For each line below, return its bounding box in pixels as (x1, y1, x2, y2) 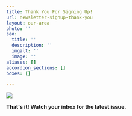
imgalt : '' (11, 48, 39, 54)
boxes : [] (6, 70, 31, 76)
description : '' (11, 43, 52, 49)
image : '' (11, 53, 36, 60)
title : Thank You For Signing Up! (6, 8, 93, 15)
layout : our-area (6, 20, 50, 26)
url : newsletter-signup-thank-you (6, 14, 93, 20)
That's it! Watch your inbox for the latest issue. (6, 103, 127, 111)
